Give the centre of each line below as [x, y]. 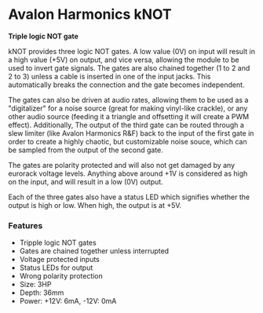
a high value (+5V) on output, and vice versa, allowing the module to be [124, 60]
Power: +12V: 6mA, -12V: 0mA [68, 301]
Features [26, 225]
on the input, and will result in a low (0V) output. [86, 181]
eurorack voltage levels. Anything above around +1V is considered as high [128, 173]
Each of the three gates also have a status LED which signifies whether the [129, 197]
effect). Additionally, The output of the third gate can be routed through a [126, 125]
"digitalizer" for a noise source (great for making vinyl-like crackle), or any [128, 108]
